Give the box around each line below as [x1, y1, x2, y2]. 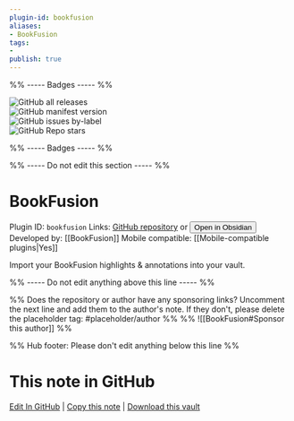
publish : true [9, 55, 63, 64]
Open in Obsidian [194, 222, 253, 232]
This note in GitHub [9, 372, 155, 392]
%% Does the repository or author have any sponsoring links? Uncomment [9, 294, 285, 305]
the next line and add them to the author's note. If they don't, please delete [9, 304, 285, 314]
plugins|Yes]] [9, 242, 58, 253]
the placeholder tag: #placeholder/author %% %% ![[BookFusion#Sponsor [9, 313, 285, 323]
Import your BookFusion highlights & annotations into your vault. [9, 259, 246, 270]
